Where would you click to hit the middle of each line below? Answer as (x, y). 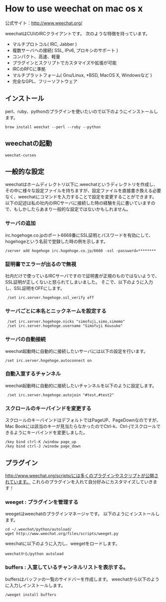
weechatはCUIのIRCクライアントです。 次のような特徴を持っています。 (78, 33)
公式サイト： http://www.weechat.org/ (44, 23)
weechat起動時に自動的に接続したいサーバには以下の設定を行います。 (77, 351)
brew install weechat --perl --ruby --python (53, 127)
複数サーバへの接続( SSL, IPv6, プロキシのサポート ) (65, 50)
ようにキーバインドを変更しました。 (51, 433)
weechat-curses (21, 155)
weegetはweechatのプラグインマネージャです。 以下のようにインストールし (83, 514)
